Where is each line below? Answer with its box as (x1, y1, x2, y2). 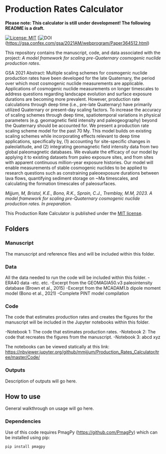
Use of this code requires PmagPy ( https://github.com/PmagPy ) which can (5, 429, 158, 435)
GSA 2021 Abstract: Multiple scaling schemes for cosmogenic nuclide (5, 69, 148, 75)
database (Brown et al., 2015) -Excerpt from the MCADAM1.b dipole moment (5, 285, 161, 291)
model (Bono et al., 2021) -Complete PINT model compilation (5, 290, 130, 296)
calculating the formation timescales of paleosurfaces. (5, 180, 116, 187)
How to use (5, 392, 41, 400)
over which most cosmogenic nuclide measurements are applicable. (5, 80, 145, 86)
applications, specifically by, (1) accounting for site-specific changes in (5, 138, 150, 144)
